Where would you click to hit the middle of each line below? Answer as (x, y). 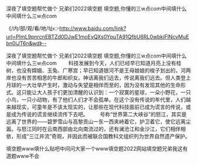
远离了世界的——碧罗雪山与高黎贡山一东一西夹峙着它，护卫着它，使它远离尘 (98, 121)
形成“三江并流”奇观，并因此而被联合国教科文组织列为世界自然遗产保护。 (103, 136)
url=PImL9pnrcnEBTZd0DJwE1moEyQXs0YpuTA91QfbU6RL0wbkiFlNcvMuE (98, 37)
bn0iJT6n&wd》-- (26, 43)
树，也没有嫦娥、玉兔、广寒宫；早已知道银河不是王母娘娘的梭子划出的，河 (96, 70)
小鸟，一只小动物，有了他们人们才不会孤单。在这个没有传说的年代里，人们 (96, 99)
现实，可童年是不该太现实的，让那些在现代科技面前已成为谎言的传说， (101, 107)
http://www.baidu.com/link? (93, 28)
